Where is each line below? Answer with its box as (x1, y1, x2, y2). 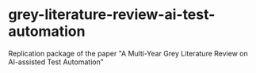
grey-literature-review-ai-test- (8, 6, 216, 24)
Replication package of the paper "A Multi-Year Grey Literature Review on (8, 48, 248, 58)
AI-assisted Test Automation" (8, 57, 105, 67)
